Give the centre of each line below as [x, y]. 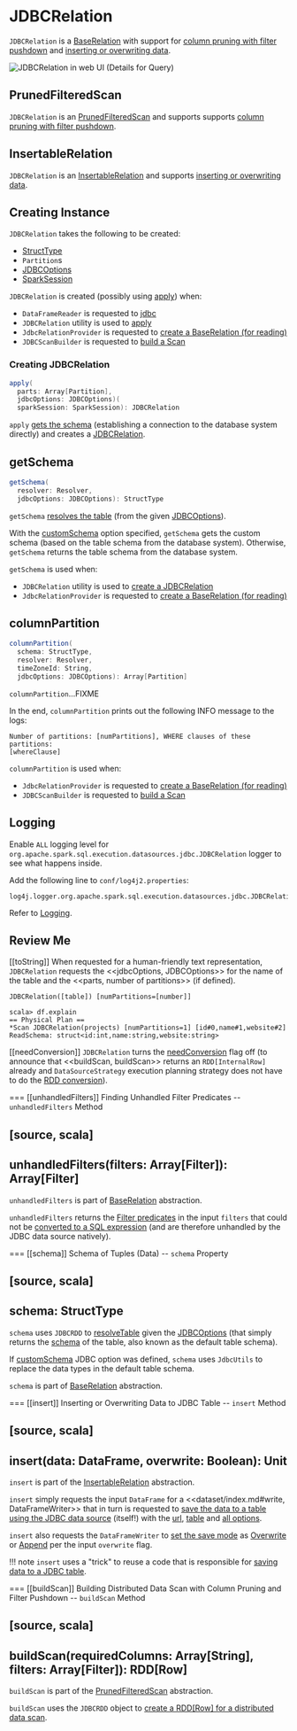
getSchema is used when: [53, 569]
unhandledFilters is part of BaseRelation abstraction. [106, 1200]
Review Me [40, 940]
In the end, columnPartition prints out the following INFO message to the [142, 710]
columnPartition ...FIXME [54, 694]
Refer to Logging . [41, 912]
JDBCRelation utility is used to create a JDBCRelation [118, 586]
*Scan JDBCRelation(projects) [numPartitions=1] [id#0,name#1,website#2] [148, 1028]
